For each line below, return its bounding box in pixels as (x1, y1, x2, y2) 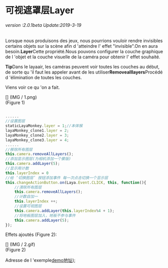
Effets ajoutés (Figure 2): (5, 231, 57, 238)
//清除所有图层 (14, 185, 42, 190)
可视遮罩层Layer (5, 5, 75, 16)
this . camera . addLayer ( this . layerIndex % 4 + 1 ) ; (14, 208, 115, 213)
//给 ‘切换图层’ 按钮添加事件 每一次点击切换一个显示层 (5, 175, 108, 180)
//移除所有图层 (5, 147, 33, 152)
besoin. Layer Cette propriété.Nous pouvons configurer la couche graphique (5, 49, 163, 55)
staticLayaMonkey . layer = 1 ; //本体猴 (5, 123, 83, 128)
